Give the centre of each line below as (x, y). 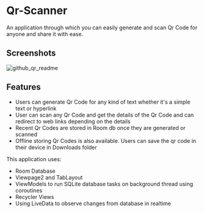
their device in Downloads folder (56, 147)
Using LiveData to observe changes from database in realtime (93, 203)
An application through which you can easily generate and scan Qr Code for (102, 27)
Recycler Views (35, 197)
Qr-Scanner (37, 11)
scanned (26, 134)
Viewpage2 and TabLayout (49, 177)
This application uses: (34, 159)
